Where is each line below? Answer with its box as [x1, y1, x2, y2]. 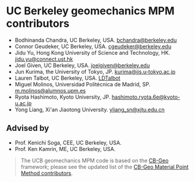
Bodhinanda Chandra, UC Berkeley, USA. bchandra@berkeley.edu [14, 36, 177, 43]
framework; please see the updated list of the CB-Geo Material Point [20, 163, 189, 170]
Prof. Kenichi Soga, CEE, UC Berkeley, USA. [14, 139, 122, 146]
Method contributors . [20, 170, 73, 177]
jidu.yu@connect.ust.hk [14, 55, 73, 62]
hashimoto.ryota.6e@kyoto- [112, 93, 180, 101]
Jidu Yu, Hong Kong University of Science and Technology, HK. [14, 49, 171, 56]
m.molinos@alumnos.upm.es [14, 87, 86, 94]
